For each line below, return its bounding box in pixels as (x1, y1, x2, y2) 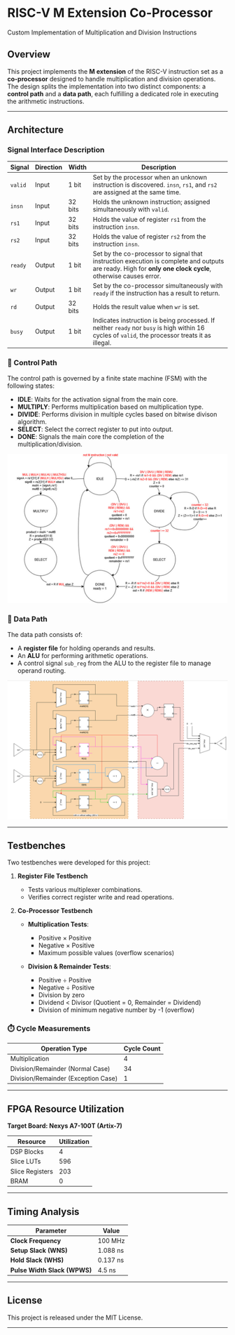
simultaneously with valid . (92, 205, 169, 213)
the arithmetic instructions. (7, 97, 85, 105)
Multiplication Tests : (27, 920, 90, 928)
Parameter (35, 1226, 67, 1235)
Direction (34, 163, 63, 171)
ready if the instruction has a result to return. (92, 289, 220, 298)
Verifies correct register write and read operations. (27, 893, 175, 902)
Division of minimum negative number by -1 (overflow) (38, 1006, 195, 1014)
